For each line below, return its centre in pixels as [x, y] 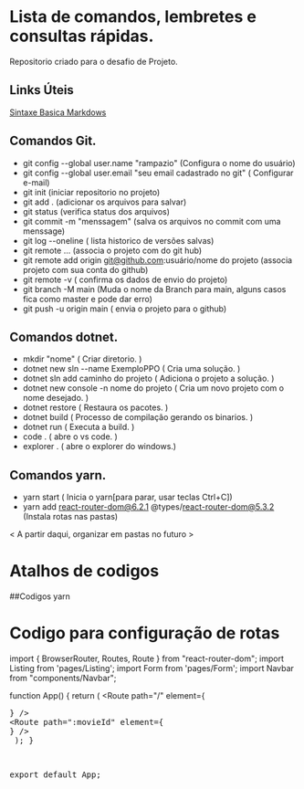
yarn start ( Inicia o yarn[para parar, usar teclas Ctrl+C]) [127, 497]
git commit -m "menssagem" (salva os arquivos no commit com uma [152, 221]
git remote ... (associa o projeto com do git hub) [112, 250]
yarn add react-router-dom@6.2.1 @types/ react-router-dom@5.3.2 [148, 507]
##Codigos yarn [40, 596]
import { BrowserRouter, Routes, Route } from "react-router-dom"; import [147, 658]
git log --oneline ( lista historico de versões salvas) [118, 240]
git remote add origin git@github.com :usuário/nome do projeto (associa [157, 260]
